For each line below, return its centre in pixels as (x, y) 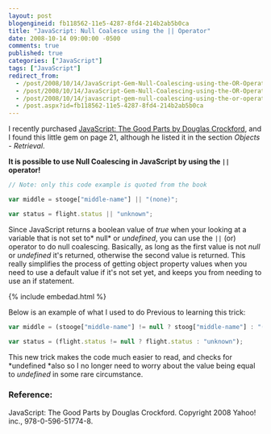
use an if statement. (42, 281)
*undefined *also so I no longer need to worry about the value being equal (132, 365)
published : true (35, 53)
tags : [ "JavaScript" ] (45, 69)
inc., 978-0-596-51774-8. (51, 421)
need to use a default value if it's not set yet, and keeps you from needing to (135, 272)
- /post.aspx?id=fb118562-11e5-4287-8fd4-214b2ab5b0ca (110, 106)
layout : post (30, 16)
